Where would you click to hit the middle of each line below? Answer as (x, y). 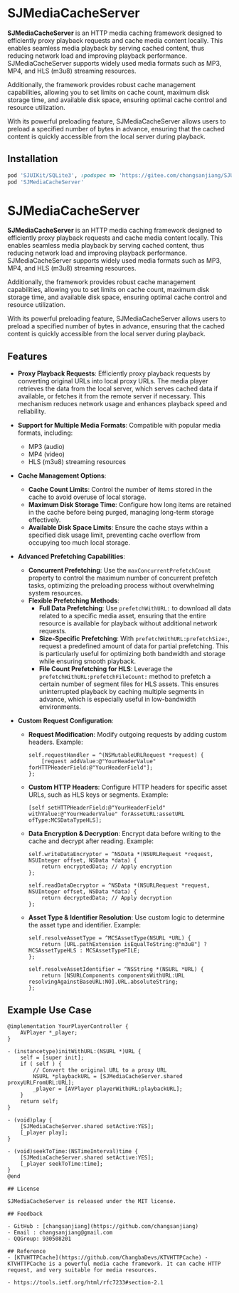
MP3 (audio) (47, 447)
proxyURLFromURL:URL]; (41, 1083)
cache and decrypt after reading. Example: (91, 841)
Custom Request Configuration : (65, 721)
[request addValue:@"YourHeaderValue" (99, 762)
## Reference (27, 1252)
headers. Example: (55, 742)
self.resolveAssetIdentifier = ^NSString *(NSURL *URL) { (116, 970)
